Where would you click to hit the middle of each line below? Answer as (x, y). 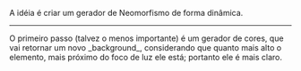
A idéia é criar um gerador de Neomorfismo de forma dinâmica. (126, 13)
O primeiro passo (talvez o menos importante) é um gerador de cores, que (146, 38)
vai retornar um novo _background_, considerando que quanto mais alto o (146, 47)
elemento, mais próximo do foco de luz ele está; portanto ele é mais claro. (146, 57)
